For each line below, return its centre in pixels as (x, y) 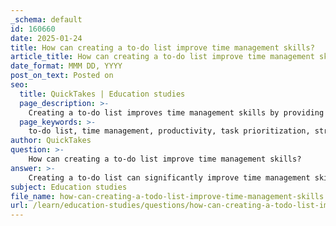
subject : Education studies (69, 187)
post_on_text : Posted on (62, 76)
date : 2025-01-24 (46, 38)
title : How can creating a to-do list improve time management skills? (162, 47)
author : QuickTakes (51, 141)
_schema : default (46, 19)
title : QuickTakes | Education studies (102, 94)
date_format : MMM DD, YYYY (66, 66)
